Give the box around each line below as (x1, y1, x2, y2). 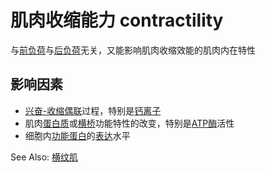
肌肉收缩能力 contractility (10, 9, 224, 32)
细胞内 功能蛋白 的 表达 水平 (24, 129, 131, 141)
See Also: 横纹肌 (10, 151, 79, 163)
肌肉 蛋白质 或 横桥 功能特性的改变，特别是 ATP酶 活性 (24, 117, 235, 129)
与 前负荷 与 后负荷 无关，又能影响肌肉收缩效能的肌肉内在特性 (10, 44, 256, 56)
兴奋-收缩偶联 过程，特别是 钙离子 (24, 104, 162, 116)
